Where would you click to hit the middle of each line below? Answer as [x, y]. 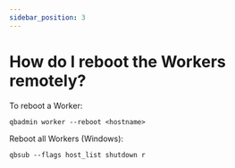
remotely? [48, 80]
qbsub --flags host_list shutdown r [77, 155]
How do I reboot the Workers [117, 61]
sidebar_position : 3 [48, 17]
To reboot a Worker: [46, 105]
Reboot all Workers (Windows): [66, 139]
